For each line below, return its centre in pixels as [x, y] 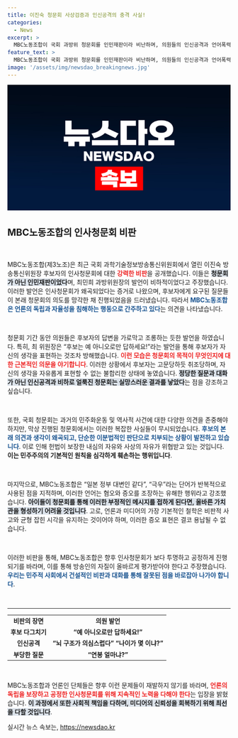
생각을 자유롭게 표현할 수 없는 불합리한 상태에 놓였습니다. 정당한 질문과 [117, 374]
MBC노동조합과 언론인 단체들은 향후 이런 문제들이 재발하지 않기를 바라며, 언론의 [118, 685]
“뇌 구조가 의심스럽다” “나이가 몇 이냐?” [108, 644]
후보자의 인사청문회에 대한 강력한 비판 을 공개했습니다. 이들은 [127, 273]
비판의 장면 [28, 621]
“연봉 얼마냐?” [108, 654]
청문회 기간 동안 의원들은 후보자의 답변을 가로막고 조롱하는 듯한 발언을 [104, 338]
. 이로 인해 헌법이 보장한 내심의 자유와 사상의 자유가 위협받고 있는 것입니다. [121, 447]
